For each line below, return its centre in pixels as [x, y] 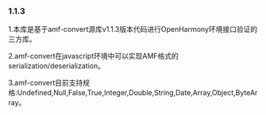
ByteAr [247, 93]
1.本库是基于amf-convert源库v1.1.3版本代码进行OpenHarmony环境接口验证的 [133, 29]
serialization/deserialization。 [57, 66]
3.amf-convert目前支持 [46, 83]
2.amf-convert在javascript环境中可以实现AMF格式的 [93, 56]
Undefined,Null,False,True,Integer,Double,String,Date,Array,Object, [126, 93]
